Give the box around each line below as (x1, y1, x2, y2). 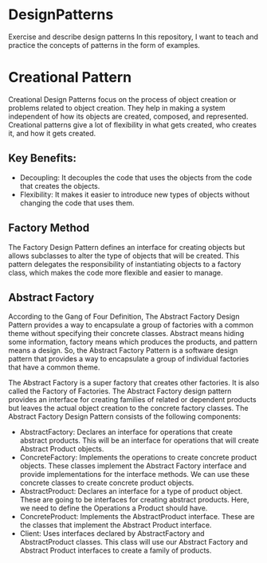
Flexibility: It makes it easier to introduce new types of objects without (19, 190, 249, 199)
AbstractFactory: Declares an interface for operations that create (19, 428, 234, 437)
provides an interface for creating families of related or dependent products (8, 395, 257, 405)
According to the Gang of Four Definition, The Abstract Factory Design (8, 312, 240, 322)
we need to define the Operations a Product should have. (19, 503, 208, 513)
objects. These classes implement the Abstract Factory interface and (19, 461, 247, 471)
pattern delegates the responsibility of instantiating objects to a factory (8, 259, 241, 268)
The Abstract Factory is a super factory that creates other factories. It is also (8, 378, 260, 388)
